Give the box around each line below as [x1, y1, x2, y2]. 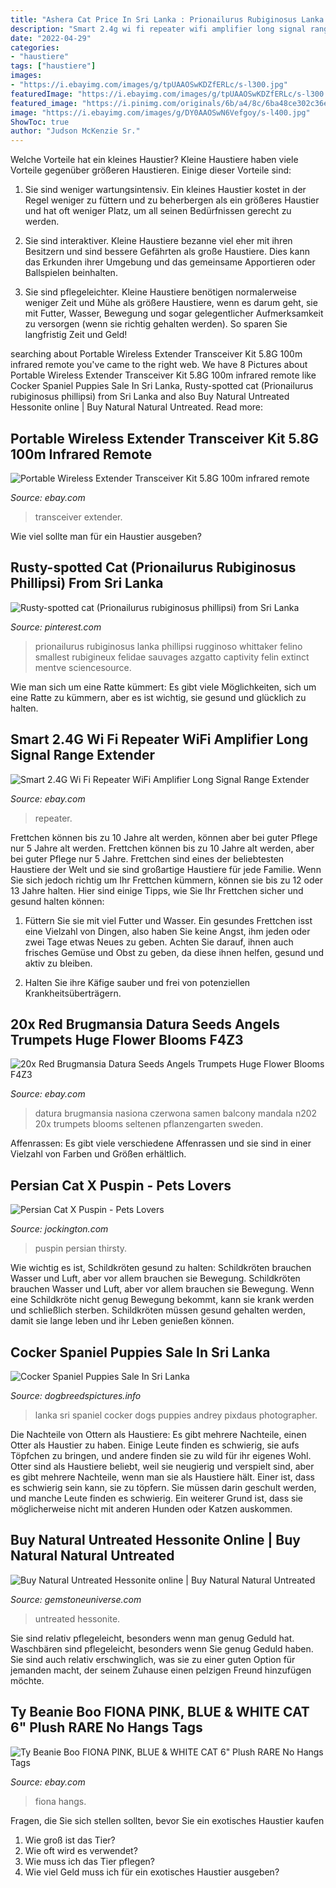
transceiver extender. [34, 511, 123, 523]
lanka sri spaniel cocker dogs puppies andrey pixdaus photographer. [34, 1409, 318, 1421]
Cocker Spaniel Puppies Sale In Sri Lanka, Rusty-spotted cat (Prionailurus [10, 380, 314, 392]
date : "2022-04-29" [10, 33, 92, 43]
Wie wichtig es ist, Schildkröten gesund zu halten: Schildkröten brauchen [10, 1262, 312, 1274]
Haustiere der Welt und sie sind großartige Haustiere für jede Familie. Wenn [10, 863, 322, 875]
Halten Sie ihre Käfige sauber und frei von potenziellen [24, 976, 251, 988]
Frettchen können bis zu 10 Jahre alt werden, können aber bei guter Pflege [10, 831, 318, 843]
